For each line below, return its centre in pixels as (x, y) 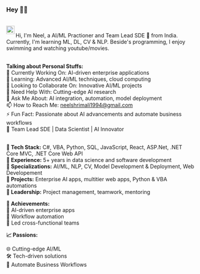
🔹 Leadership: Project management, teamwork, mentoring (78, 192)
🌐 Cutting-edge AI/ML (34, 249)
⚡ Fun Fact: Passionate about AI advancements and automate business (94, 114)
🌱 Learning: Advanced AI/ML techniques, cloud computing (79, 79)
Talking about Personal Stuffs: (45, 66)
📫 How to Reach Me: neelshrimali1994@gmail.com (70, 105)
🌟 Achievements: (28, 204)
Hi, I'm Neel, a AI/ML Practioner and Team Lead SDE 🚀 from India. (97, 36)
